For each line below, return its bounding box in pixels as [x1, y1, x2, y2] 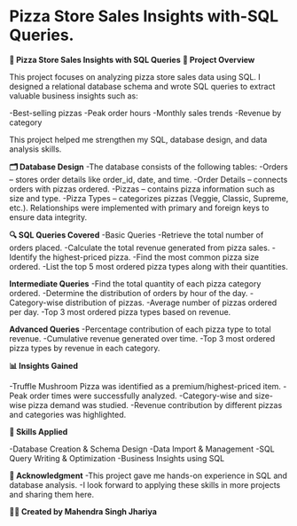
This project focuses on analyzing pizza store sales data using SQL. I [9, 71, 262, 82]
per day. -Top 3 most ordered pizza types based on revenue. [9, 306, 231, 317]
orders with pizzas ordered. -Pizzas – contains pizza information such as [9, 184, 275, 194]
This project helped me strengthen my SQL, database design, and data [9, 134, 268, 145]
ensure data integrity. [9, 211, 87, 223]
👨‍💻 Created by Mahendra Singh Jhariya [9, 506, 158, 516]
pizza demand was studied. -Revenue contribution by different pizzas [27, 399, 283, 410]
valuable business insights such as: [9, 90, 139, 101]
